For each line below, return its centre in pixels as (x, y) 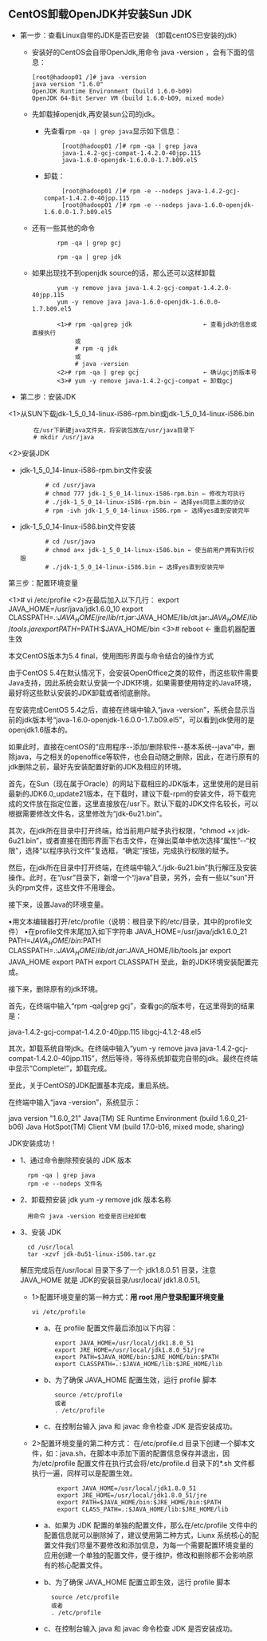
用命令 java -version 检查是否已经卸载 (87, 1217)
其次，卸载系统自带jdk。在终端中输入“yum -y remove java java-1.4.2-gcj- (128, 1048)
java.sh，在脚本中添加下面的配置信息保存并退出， (141, 1453)
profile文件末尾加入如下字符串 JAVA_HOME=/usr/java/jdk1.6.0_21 (141, 931)
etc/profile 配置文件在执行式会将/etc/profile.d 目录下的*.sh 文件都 (148, 1464)
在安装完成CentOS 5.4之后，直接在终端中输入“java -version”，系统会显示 (128, 709)
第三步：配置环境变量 (43, 582)
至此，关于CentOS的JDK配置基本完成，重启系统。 (91, 1086)
